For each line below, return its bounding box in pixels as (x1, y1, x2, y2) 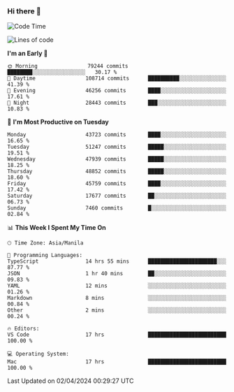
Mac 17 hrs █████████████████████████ (7, 358, 227, 365)
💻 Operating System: (7, 351, 70, 358)
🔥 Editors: (7, 325, 40, 333)
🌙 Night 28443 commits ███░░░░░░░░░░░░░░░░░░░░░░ (7, 99, 227, 107)
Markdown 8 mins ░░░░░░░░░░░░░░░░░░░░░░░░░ (7, 295, 227, 302)
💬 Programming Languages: (7, 252, 82, 259)
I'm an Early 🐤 (7, 49, 48, 58)
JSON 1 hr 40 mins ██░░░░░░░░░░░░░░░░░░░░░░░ (7, 270, 227, 277)
